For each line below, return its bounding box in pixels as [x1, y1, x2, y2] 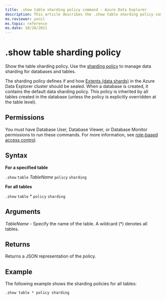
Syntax [5, 151, 28, 160]
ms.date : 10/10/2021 [5, 26, 48, 31]
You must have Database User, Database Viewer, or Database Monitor [5, 127, 148, 132]
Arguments [5, 208, 41, 216]
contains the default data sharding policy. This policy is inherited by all [5, 88, 148, 94]
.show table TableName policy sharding [5, 174, 87, 180]
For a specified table [5, 164, 48, 171]
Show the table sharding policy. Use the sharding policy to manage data [5, 63, 152, 69]
